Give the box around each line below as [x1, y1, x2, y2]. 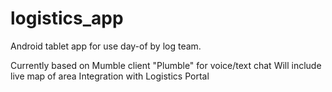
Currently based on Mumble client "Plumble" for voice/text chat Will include [10, 59, 322, 71]
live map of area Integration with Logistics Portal [10, 70, 210, 82]
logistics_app [10, 7, 124, 30]
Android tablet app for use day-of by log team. [10, 40, 202, 52]
